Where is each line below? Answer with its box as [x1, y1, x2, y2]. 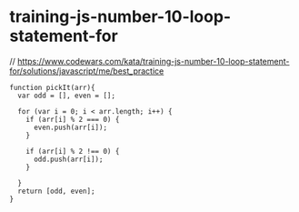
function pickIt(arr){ [9, 83, 95, 92]
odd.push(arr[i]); [33, 155, 104, 164]
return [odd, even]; [17, 187, 95, 196]
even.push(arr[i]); [33, 123, 107, 132]
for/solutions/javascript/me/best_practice [9, 66, 164, 76]
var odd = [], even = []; [17, 91, 116, 100]
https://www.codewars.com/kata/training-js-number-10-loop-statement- [17, 56, 290, 66]
